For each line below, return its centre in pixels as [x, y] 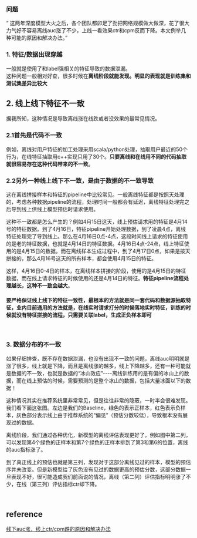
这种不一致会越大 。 [50, 285]
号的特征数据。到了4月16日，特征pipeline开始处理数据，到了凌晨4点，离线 [96, 229]
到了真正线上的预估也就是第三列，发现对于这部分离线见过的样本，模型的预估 [98, 462]
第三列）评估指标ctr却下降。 [66, 484]
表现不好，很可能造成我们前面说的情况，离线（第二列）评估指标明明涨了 [98, 476]
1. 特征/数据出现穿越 [34, 55]
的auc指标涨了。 [26, 449]
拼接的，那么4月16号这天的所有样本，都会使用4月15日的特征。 [81, 258]
